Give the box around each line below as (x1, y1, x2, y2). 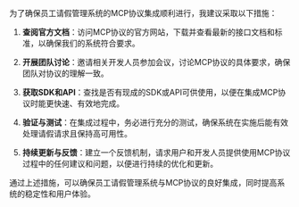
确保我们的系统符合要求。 (46, 38, 140, 48)
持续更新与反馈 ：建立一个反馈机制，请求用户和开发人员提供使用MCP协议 (21, 147, 291, 158)
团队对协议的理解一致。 (21, 68, 109, 79)
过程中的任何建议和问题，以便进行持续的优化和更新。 (21, 159, 219, 169)
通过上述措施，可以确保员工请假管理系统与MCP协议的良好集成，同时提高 (9, 178, 278, 187)
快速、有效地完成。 (53, 98, 125, 109)
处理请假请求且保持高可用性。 (21, 128, 132, 138)
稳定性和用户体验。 (24, 188, 96, 199)
